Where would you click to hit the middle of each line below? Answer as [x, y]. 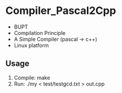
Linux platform [31, 45]
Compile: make [32, 77]
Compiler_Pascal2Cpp [61, 11]
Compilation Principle [39, 33]
